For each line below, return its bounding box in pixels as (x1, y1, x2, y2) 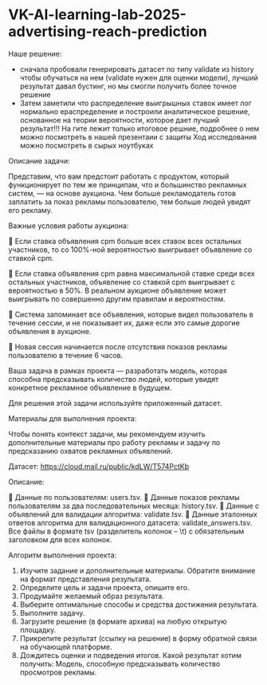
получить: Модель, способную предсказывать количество (19, 659, 221, 668)
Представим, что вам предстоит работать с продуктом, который (8, 171, 230, 181)
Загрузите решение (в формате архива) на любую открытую (19, 616, 227, 626)
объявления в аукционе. (8, 326, 92, 336)
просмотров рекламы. (19, 667, 97, 677)
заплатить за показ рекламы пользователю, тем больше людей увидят (8, 197, 251, 207)
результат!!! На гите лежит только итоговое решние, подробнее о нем (19, 124, 260, 133)
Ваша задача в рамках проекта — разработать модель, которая (8, 365, 227, 376)
